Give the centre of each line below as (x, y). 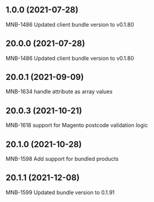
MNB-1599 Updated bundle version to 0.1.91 (60, 192)
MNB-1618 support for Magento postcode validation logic (77, 125)
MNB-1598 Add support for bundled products (62, 159)
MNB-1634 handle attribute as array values (59, 92)
